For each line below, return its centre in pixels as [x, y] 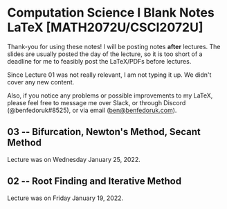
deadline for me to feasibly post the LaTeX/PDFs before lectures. [99, 61]
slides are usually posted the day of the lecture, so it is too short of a [105, 54]
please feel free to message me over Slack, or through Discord [97, 102]
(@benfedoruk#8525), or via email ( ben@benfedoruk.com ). [92, 110]
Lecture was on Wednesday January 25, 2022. [74, 159]
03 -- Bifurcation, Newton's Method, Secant [104, 132]
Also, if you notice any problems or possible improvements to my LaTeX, [110, 96]
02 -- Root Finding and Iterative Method [94, 181]
